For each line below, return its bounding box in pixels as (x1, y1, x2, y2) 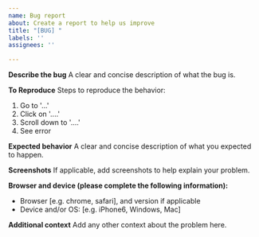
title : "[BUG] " (8, 26, 62, 34)
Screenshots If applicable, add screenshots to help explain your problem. (8, 165, 250, 175)
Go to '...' (19, 101, 49, 111)
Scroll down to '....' (19, 118, 81, 127)
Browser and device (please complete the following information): (8, 181, 229, 191)
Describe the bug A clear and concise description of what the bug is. (8, 70, 236, 80)
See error (19, 126, 52, 136)
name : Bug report (8, 11, 66, 20)
